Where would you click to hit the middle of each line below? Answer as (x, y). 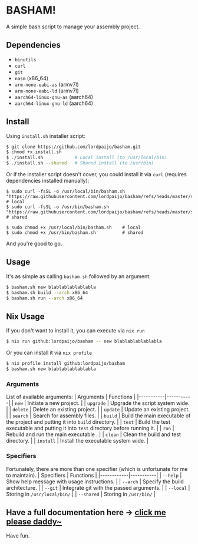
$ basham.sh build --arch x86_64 (47, 292)
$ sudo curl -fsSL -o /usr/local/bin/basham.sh (66, 192)
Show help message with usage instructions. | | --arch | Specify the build (95, 482)
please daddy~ (34, 521)
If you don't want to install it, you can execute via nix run (75, 331)
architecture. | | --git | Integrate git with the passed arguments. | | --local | (98, 487)
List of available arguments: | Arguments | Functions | (71, 397)
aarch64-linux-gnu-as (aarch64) (54, 97)
